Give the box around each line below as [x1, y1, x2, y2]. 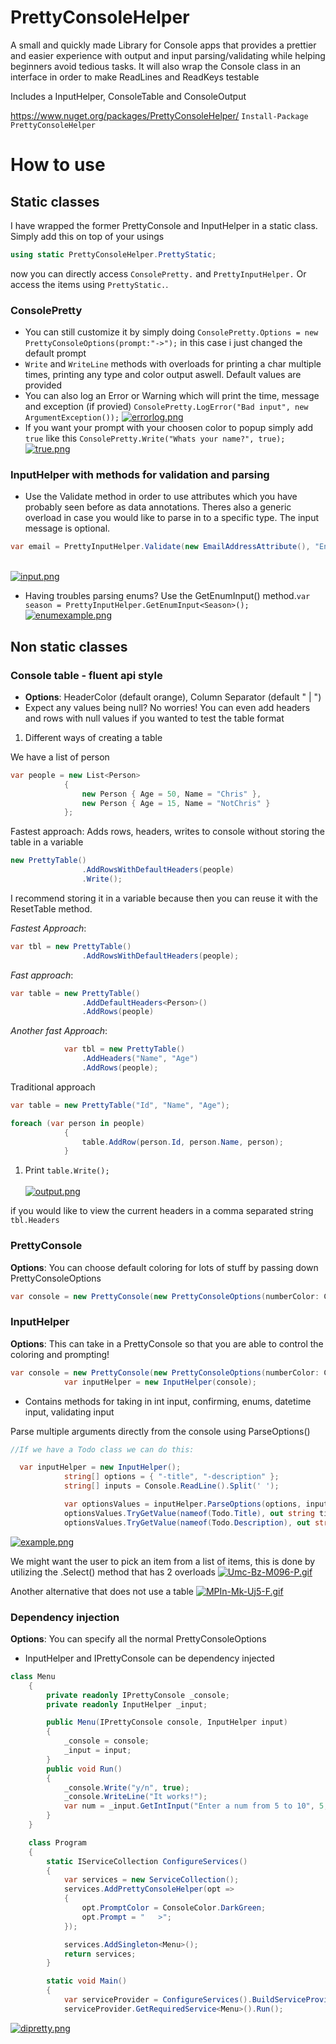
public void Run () [46, 1764, 123, 1774]
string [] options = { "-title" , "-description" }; [63, 1472, 280, 1482]
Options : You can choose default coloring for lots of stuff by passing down [10, 1261, 319, 1273]
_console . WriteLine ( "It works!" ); [63, 1792, 208, 1802]
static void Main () [46, 1976, 128, 1986]
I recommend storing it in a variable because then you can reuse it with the [10, 892, 318, 904]
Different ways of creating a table [24, 731, 163, 743]
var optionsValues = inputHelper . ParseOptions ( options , [63, 1499, 302, 1510]
